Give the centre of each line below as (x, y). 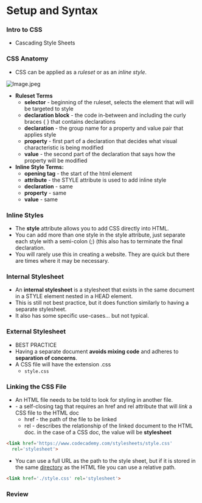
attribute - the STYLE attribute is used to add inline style (95, 180)
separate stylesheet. (41, 309)
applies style (40, 134)
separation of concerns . (46, 358)
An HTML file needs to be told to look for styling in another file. (94, 399)
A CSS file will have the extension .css (63, 364)
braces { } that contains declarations (70, 121)
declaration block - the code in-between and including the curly (105, 115)
